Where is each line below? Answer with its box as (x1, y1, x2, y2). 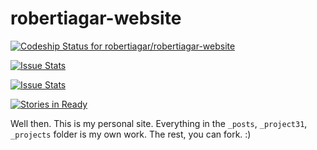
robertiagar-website (10, 7, 182, 30)
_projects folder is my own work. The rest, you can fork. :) (10, 128, 252, 140)
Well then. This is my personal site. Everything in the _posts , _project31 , (10, 117, 308, 129)
